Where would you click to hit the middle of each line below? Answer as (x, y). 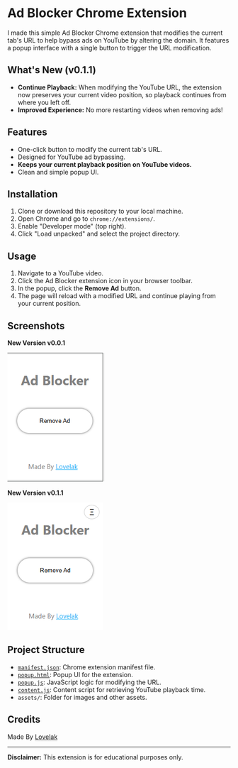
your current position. (49, 304)
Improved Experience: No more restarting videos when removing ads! (120, 110)
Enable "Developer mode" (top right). (72, 226)
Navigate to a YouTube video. (61, 273)
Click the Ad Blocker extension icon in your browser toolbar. (105, 281)
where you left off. (44, 102)
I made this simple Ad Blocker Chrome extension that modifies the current (115, 33)
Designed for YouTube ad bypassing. (72, 157)
